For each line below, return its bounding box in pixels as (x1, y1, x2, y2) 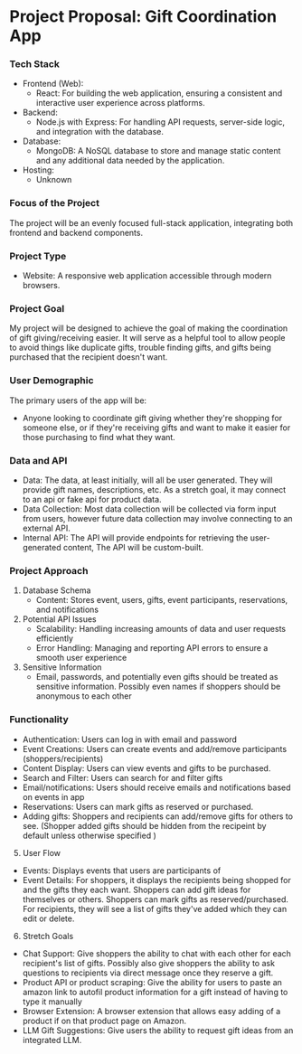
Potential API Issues (22, 614, 97, 625)
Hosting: (22, 165, 54, 175)
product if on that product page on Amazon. (22, 1015, 187, 1026)
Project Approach (9, 564, 89, 577)
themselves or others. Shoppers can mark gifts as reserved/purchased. (22, 893, 289, 905)
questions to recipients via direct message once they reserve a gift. (22, 967, 274, 978)
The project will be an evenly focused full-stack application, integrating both (9, 217, 294, 228)
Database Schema (22, 585, 91, 596)
